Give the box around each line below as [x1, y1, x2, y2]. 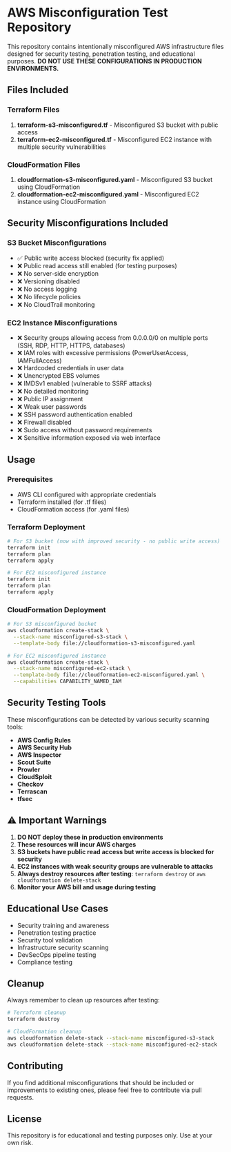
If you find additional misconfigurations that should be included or [7, 1078, 194, 1087]
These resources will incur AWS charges [17, 840, 137, 849]
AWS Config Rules [17, 736, 71, 744]
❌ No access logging [17, 285, 77, 293]
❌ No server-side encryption [17, 269, 99, 277]
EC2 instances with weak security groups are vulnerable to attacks [17, 862, 214, 870]
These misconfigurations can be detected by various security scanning [7, 715, 210, 723]
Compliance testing [17, 958, 73, 966]
